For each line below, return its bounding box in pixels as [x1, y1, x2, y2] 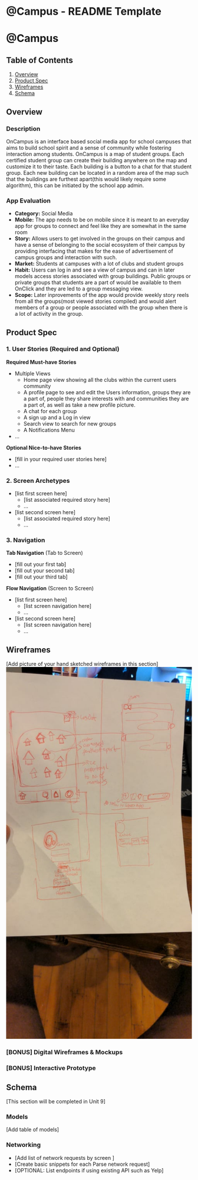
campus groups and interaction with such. [14, 254, 117, 261]
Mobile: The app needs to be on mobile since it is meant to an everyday [14, 216, 190, 223]
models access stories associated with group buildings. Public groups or [14, 273, 192, 280]
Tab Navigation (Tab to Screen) [6, 550, 84, 557]
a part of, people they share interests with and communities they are [23, 395, 189, 402]
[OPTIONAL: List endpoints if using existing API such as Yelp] [14, 1166, 164, 1174]
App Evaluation [6, 197, 51, 205]
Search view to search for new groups [23, 420, 117, 427]
